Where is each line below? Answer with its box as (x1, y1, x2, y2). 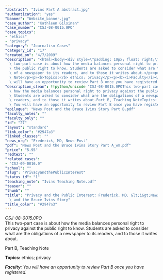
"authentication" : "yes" (5, 12, 55, 17)
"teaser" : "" (5, 184, 32, 188)
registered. (5, 269, 27, 275)
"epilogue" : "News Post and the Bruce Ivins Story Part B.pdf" (5, 107, 136, 112)
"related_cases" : (5, 156, 40, 161)
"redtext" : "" (5, 152, 34, 157)
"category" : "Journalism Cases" (5, 43, 70, 48)
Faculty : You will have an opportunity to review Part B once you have (5, 264, 144, 270)
